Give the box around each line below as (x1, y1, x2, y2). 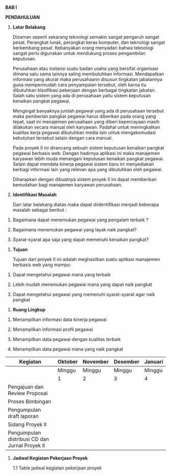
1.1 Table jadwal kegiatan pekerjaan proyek (12, 465, 102, 471)
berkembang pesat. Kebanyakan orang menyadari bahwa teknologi (12, 45, 154, 50)
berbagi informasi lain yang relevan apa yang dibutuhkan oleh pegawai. (12, 167, 163, 172)
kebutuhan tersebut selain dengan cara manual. (12, 135, 113, 141)
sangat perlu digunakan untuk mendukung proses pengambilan (12, 50, 146, 56)
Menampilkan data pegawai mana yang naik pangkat (12, 346, 124, 352)
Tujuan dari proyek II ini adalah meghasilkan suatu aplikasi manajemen (12, 256, 160, 262)
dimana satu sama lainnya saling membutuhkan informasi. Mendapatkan (12, 71, 164, 77)
